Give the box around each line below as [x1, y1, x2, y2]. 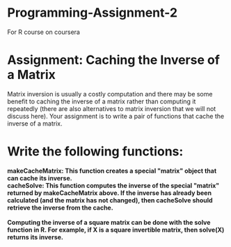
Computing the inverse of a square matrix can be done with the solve [7, 218, 211, 226]
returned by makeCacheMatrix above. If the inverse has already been [7, 189, 212, 197]
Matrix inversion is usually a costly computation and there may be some [7, 90, 213, 98]
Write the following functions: [7, 144, 184, 160]
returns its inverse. [7, 232, 64, 241]
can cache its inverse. [7, 173, 72, 182]
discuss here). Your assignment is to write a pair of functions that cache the [7, 112, 225, 120]
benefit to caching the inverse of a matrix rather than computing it [7, 97, 196, 105]
